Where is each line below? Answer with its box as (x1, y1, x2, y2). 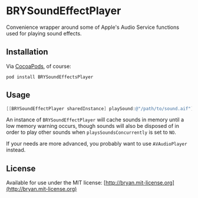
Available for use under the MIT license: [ (6, 179, 106, 186)
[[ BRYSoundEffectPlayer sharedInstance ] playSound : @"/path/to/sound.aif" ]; (6, 105, 196, 111)
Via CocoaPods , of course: (6, 62, 72, 70)
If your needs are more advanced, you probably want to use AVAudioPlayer (6, 140, 187, 147)
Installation (6, 47, 48, 57)
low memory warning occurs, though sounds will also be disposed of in (6, 123, 180, 130)
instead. (6, 146, 26, 154)
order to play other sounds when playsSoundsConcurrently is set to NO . (6, 128, 177, 136)
